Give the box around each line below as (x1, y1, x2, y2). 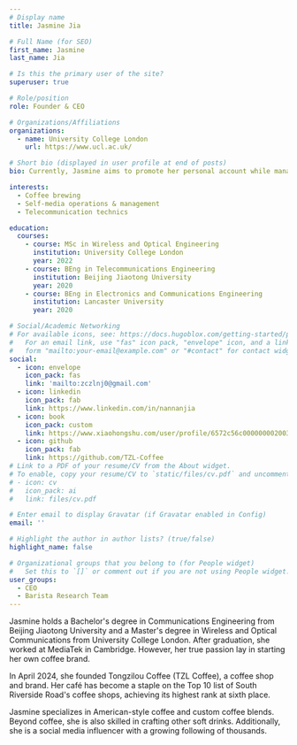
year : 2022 (32, 257, 73, 265)
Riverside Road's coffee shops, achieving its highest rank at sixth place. (9, 689, 271, 700)
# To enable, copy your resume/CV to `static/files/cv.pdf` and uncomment (9, 470, 291, 479)
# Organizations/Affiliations (9, 118, 121, 127)
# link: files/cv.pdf (9, 495, 97, 503)
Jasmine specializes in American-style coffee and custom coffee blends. (9, 707, 275, 718)
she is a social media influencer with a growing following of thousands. (9, 726, 268, 736)
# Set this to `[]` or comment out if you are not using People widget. (9, 567, 291, 576)
